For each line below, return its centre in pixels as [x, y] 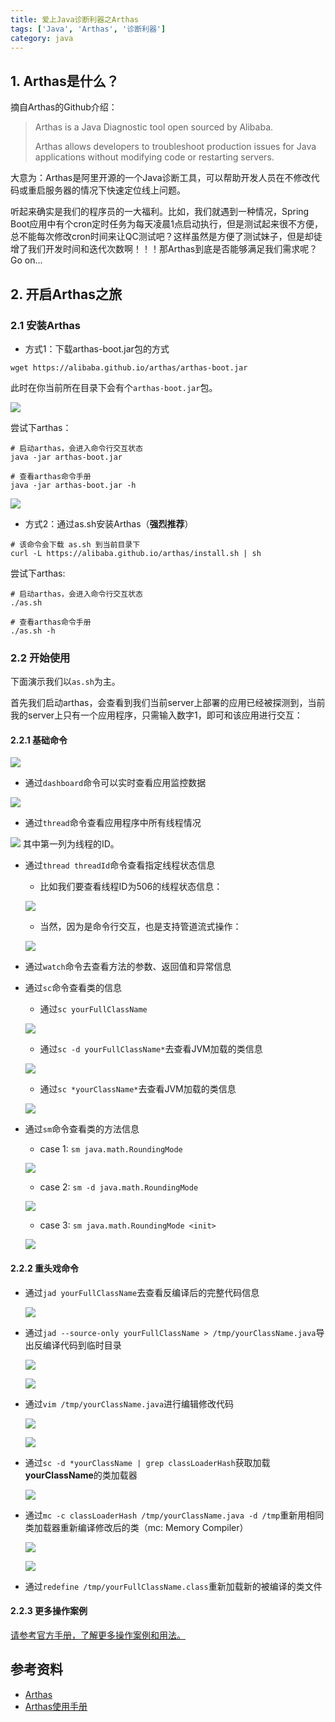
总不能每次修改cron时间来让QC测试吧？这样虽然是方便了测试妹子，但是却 [162, 237]
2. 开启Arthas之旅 [66, 294]
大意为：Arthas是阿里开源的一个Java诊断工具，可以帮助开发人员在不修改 [161, 178]
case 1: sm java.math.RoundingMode [111, 1149]
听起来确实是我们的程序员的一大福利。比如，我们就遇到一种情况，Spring [160, 212]
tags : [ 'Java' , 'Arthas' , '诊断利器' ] [88, 29]
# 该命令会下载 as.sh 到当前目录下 [75, 544]
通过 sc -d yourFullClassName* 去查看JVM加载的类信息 [151, 1049]
